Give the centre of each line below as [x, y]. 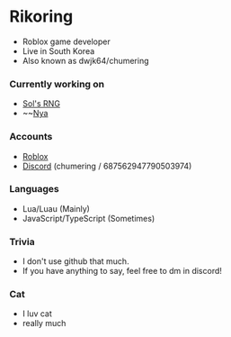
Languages [35, 189]
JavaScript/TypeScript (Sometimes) [89, 218]
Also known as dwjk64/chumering [86, 60]
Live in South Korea [58, 50]
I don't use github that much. [76, 261]
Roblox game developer [66, 41]
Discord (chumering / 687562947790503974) [107, 166]
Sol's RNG [41, 104]
